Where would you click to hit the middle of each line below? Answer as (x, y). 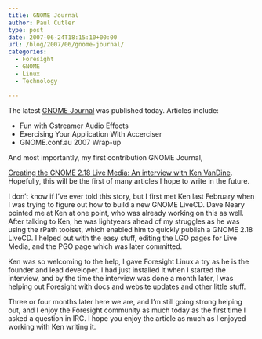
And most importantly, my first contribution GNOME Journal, (106, 157)
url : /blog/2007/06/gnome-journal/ (66, 45)
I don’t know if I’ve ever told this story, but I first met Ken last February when (131, 196)
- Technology (36, 81)
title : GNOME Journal (44, 15)
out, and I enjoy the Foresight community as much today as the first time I (127, 310)
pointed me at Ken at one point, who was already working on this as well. (126, 213)
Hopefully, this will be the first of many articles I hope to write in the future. (129, 180)
